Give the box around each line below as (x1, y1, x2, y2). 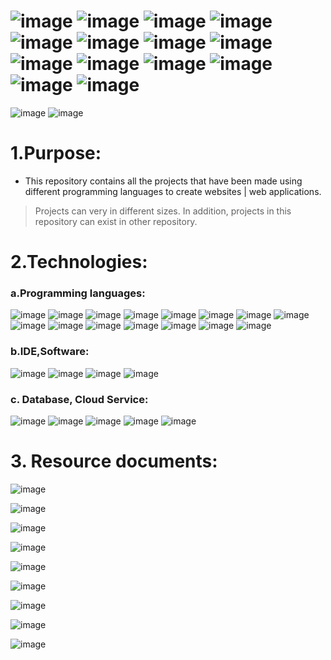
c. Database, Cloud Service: (10, 392, 149, 406)
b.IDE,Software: (10, 345, 90, 359)
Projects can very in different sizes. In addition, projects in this (34, 205, 292, 217)
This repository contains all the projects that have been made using (24, 175, 303, 187)
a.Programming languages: (10, 286, 146, 300)
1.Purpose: (10, 142, 102, 165)
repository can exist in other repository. (34, 215, 198, 227)
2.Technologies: (10, 251, 148, 274)
